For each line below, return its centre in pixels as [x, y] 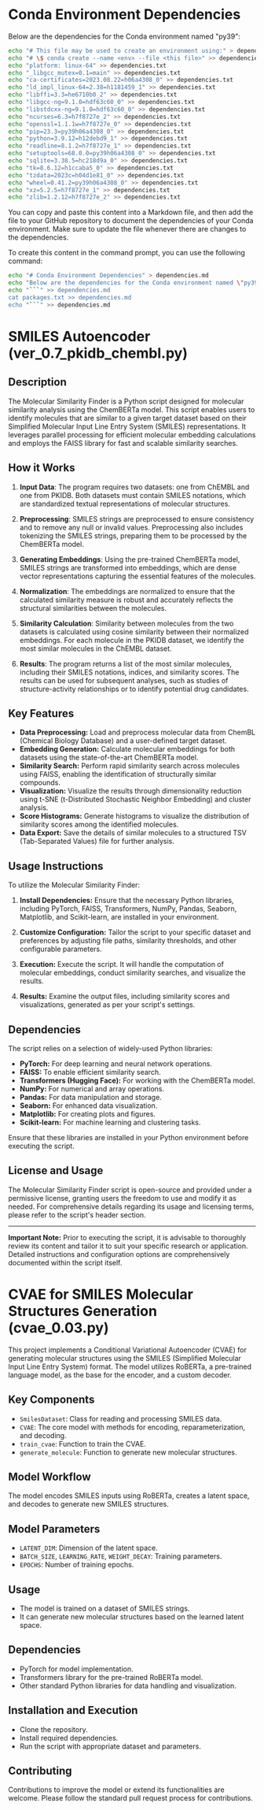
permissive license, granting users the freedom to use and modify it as [123, 1198]
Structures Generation [82, 1311]
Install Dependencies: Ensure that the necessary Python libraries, [126, 901]
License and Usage [56, 1171]
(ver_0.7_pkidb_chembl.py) [98, 353]
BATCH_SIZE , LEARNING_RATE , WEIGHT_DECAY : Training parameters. [121, 1556]
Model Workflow [50, 1476]
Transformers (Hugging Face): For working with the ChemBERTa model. [137, 1080]
